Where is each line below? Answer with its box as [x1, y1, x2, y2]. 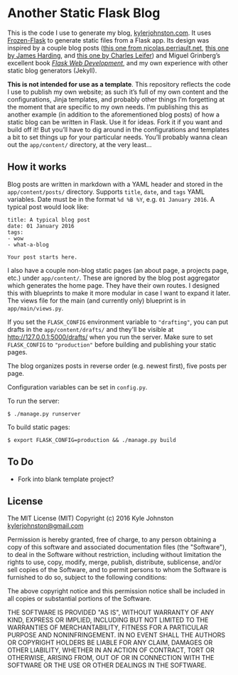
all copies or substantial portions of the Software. [7, 595, 151, 603]
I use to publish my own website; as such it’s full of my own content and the [7, 87, 229, 96]
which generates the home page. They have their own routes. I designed [7, 281, 220, 289]
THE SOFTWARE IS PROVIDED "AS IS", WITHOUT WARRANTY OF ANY [7, 608, 215, 617]
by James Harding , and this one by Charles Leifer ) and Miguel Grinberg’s [7, 51, 221, 60]
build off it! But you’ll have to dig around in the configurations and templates [7, 125, 229, 134]
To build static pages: [7, 423, 70, 431]
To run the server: [7, 396, 60, 405]
